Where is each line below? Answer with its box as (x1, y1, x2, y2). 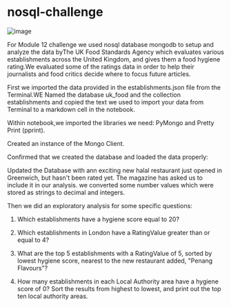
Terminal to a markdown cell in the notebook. (7, 105, 136, 113)
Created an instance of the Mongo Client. (7, 139, 125, 147)
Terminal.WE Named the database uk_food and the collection (7, 91, 181, 99)
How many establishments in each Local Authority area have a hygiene (17, 277, 219, 286)
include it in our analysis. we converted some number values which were (7, 180, 214, 189)
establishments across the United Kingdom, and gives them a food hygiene (7, 55, 221, 63)
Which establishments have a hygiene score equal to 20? (17, 215, 180, 223)
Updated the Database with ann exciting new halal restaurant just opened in (7, 166, 223, 174)
